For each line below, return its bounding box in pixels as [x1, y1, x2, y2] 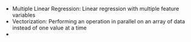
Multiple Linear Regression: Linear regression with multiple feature [12, 5, 179, 12]
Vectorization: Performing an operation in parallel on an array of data [12, 18, 186, 25]
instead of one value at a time [12, 24, 87, 31]
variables [12, 11, 35, 19]
